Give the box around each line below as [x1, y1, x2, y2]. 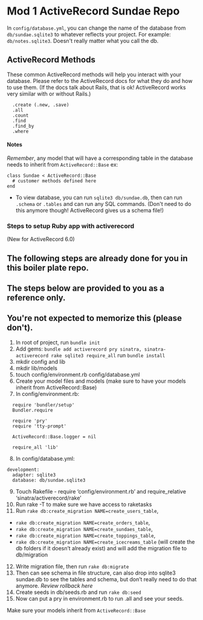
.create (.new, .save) [12, 102, 69, 108]
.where [12, 128, 29, 134]
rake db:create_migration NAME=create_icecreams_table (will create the [15, 538, 195, 546]
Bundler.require [12, 407, 53, 413]
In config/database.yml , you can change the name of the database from [7, 24, 186, 31]
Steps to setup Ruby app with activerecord [7, 222, 135, 230]
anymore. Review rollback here [15, 582, 93, 589]
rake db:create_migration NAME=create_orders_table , [15, 519, 150, 526]
